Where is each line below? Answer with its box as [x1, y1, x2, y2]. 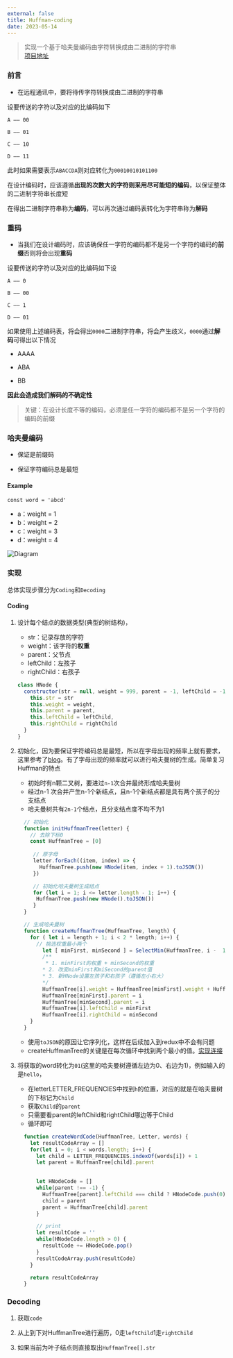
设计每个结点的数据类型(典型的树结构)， [17, 618, 132, 626]
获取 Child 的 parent [27, 1102, 81, 1110]
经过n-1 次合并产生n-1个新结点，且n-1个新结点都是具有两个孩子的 [27, 787, 214, 796]
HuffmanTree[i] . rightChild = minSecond [42, 1012, 157, 1018]
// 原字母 [33, 851, 58, 858]
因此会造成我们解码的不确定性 [7, 390, 92, 399]
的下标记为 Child [27, 1093, 74, 1101]
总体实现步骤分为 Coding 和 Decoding [7, 585, 106, 594]
